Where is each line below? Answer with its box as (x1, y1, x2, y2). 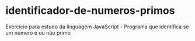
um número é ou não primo (5, 29, 71, 36)
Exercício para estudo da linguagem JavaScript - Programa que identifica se (5, 23, 189, 30)
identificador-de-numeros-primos (5, 4, 175, 17)
